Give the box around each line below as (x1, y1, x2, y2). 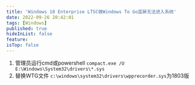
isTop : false (6, 42, 39, 48)
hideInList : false (6, 31, 53, 37)
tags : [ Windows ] (6, 20, 47, 26)
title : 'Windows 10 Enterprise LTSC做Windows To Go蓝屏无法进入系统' (6, 8, 177, 15)
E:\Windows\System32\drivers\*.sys (14, 66, 105, 72)
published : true (6, 25, 47, 32)
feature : (6, 37, 28, 42)
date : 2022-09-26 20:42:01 (6, 14, 74, 20)
